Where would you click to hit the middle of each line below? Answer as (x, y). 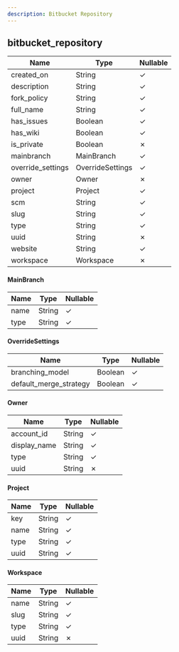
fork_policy (29, 98)
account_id (29, 434)
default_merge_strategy (50, 384)
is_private (27, 145)
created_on (29, 75)
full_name (27, 110)
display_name (34, 445)
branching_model (40, 372)
